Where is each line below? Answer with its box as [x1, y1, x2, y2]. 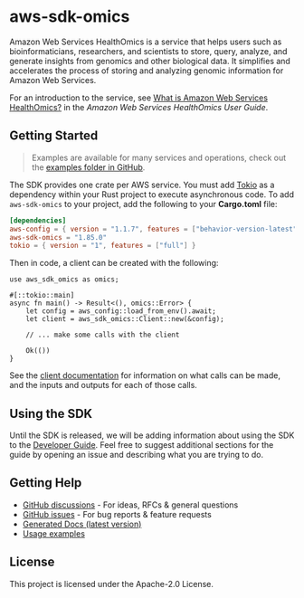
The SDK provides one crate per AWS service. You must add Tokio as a [9, 179, 275, 190]
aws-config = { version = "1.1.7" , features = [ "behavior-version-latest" [9, 224, 298, 233]
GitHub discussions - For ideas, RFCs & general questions [22, 499, 239, 510]
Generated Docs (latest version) [22, 518, 142, 529]
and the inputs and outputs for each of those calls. [9, 380, 197, 391]
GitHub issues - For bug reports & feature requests [22, 508, 213, 519]
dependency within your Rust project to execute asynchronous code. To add [9, 188, 295, 200]
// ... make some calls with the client [25, 330, 180, 340]
